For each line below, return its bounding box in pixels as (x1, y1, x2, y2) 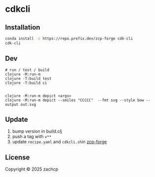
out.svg (20, 102, 36, 107)
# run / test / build (5, 68, 50, 72)
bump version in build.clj (12, 128, 62, 134)
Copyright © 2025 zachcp (5, 166, 59, 172)
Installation (5, 23, 40, 32)
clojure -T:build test (5, 76, 52, 81)
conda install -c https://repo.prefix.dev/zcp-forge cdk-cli (5, 36, 133, 41)
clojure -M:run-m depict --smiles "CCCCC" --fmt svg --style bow (5, 98, 144, 103)
